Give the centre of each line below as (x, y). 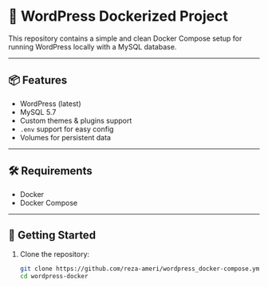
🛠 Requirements (51, 171)
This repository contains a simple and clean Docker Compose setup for (125, 38)
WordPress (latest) (50, 104)
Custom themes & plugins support (76, 120)
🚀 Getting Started (52, 235)
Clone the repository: (55, 254)
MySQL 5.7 (38, 112)
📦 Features (38, 80)
